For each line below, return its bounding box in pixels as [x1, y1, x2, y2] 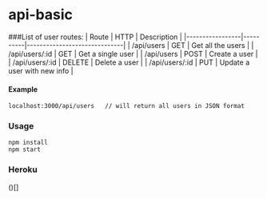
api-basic [8, 6, 74, 24]
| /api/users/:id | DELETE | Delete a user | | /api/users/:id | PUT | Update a [8, 58, 250, 67]
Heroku [8, 164, 38, 175]
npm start [8, 145, 42, 153]
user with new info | [8, 66, 74, 75]
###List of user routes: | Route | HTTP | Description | [8, 32, 182, 42]
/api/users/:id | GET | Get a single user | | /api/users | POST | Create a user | [8, 49, 258, 58]
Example [8, 84, 38, 94]
